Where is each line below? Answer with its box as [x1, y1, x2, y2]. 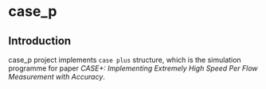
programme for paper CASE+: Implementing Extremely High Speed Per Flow [8, 64, 258, 73]
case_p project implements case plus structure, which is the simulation [8, 55, 241, 64]
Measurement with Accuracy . [8, 72, 106, 81]
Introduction [8, 34, 72, 48]
